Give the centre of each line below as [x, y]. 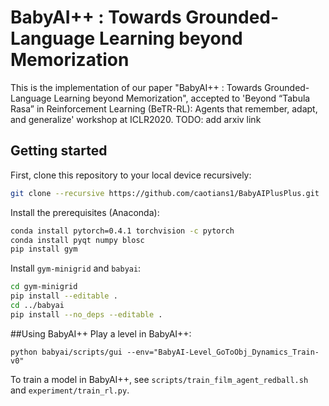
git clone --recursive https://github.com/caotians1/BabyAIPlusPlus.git [165, 193]
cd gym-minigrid [44, 287]
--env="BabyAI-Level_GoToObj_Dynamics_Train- [223, 352]
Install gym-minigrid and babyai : [76, 268]
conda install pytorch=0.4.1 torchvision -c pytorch [122, 231]
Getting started [59, 151]
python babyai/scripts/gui [66, 352]
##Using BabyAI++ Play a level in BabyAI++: [101, 333]
